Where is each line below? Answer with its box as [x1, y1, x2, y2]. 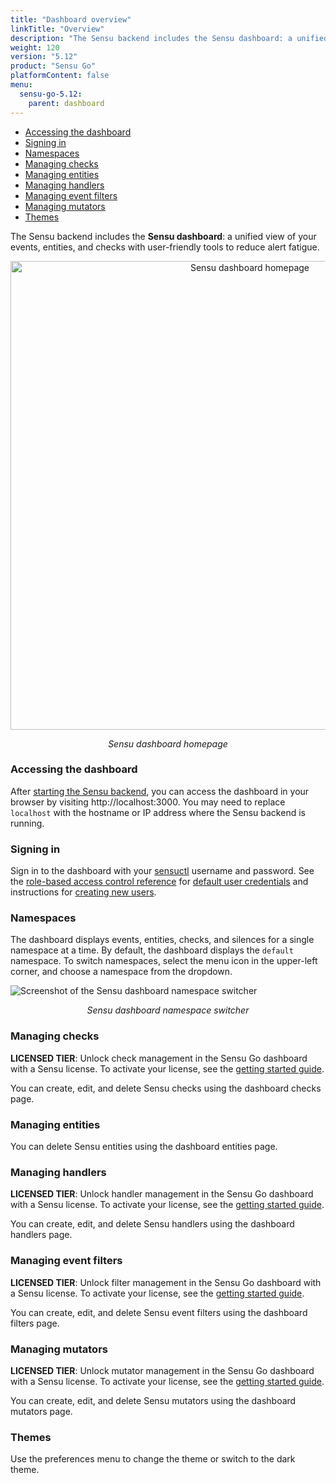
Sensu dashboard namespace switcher [86, 1004, 250, 1016]
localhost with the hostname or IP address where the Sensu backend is [10, 806, 306, 818]
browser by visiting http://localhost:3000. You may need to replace [10, 796, 286, 808]
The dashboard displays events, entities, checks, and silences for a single [10, 934, 315, 946]
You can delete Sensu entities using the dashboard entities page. [10, 1140, 278, 1152]
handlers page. [10, 1229, 73, 1241]
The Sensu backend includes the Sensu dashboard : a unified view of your [10, 230, 317, 242]
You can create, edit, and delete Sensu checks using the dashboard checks [10, 1082, 322, 1094]
